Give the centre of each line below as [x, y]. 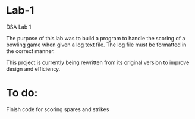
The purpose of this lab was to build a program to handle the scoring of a [96, 38]
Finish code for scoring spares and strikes [58, 109]
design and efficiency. [33, 68]
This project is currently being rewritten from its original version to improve [98, 62]
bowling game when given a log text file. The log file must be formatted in [96, 45]
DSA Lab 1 [19, 27]
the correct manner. [30, 51]
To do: [22, 93]
